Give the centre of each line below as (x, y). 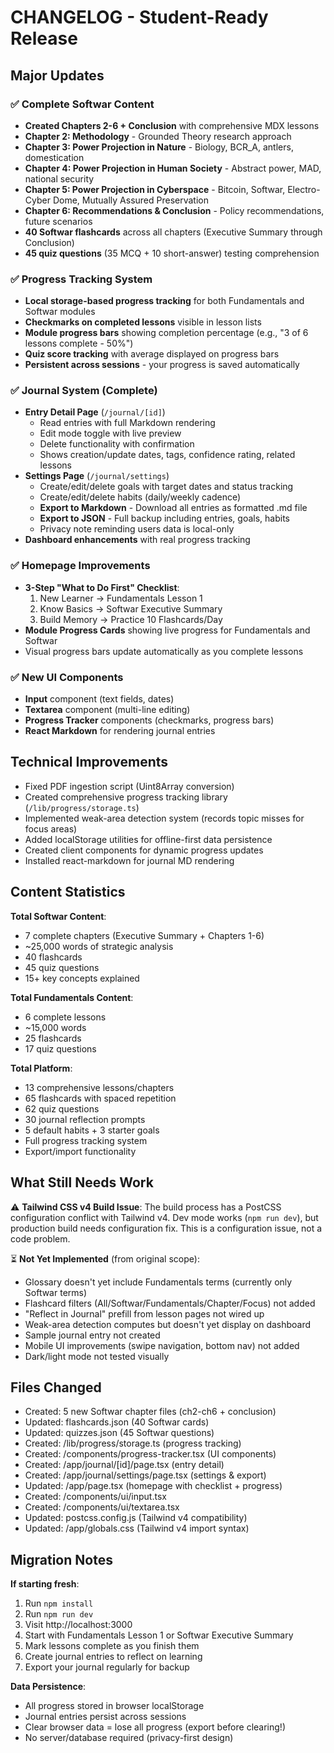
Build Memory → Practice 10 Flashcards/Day (131, 619)
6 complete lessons (65, 1017)
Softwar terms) (56, 1292)
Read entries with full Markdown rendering (127, 423)
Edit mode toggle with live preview (110, 433)
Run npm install (59, 1603)
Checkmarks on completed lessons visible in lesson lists (143, 322)
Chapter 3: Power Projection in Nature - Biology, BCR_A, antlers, (159, 147)
